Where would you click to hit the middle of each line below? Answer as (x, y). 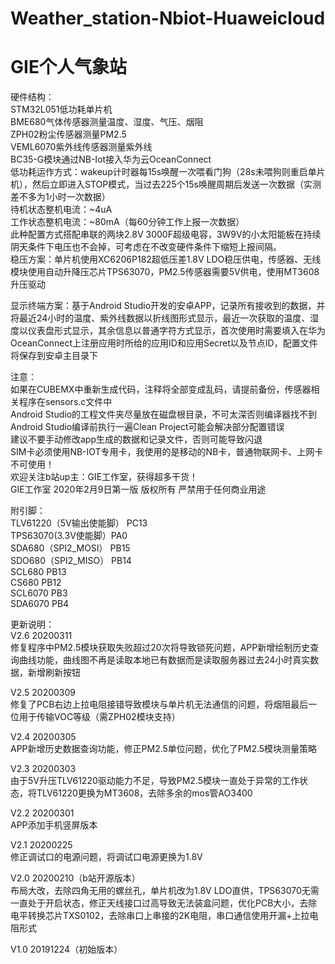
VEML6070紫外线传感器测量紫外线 (81, 147)
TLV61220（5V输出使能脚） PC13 (79, 523)
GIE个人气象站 (68, 67)
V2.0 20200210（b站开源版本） (75, 878)
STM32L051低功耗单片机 (61, 109)
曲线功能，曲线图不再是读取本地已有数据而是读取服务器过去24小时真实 (164, 660)
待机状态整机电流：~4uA (61, 209)
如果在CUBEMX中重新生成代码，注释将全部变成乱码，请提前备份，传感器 (161, 389)
